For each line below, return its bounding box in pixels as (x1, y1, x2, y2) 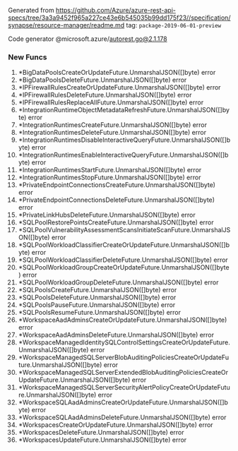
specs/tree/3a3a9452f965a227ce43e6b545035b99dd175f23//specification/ (8, 13, 231, 22)
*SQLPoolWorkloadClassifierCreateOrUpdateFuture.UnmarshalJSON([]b (18, 241, 230, 249)
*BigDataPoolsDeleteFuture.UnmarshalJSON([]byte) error (18, 76, 187, 84)
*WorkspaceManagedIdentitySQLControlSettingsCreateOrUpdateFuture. (18, 338, 230, 347)
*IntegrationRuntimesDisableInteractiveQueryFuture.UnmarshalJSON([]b (18, 136, 231, 144)
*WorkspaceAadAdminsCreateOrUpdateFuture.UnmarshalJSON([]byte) (18, 315, 227, 324)
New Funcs (8, 52, 47, 62)
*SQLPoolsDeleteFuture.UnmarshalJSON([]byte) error (18, 293, 177, 302)
